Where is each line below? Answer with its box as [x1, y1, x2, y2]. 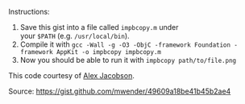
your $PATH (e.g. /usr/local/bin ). [19, 31, 131, 40]
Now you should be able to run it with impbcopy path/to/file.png [19, 56, 236, 64]
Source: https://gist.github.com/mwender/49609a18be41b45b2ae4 [8, 86, 231, 96]
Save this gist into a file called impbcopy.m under [19, 23, 179, 31]
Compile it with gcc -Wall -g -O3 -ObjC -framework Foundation [19, 40, 231, 49]
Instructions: [8, 7, 50, 16]
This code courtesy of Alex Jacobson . [8, 71, 135, 80]
